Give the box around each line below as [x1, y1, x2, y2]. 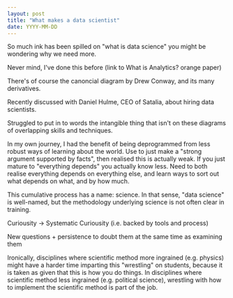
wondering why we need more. [7, 50, 96, 58]
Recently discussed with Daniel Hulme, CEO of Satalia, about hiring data [7, 98, 215, 106]
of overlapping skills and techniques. [7, 127, 113, 135]
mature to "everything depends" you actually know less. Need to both [7, 162, 208, 171]
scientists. [7, 106, 37, 114]
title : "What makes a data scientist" [7, 17, 120, 24]
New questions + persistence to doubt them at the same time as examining [7, 232, 223, 241]
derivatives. [7, 85, 41, 93]
